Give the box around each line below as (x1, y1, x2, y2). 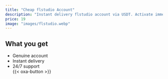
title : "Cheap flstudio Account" (5, 7, 75, 12)
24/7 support (12, 63, 40, 70)
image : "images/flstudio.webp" (5, 21, 70, 26)
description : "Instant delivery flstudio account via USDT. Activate (5, 12, 153, 17)
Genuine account (12, 53, 48, 59)
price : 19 (5, 16, 26, 21)
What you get (5, 39, 48, 48)
